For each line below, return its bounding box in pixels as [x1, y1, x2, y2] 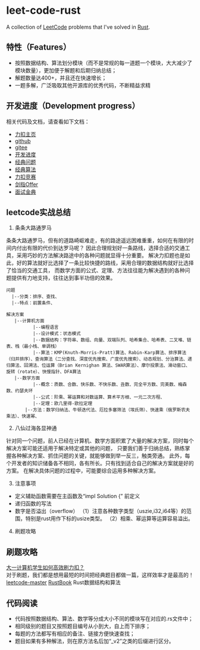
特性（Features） [6, 42, 71, 53]
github [14, 137, 31, 144]
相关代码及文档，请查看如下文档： [6, 118, 90, 125]
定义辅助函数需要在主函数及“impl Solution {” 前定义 [14, 493, 140, 500]
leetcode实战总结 [6, 207, 71, 217]
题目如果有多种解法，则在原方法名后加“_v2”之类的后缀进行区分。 [14, 637, 174, 645]
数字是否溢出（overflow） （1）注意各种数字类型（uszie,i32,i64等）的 [14, 508, 186, 515]
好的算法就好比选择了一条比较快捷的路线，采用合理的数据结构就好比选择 [16, 260, 194, 267]
